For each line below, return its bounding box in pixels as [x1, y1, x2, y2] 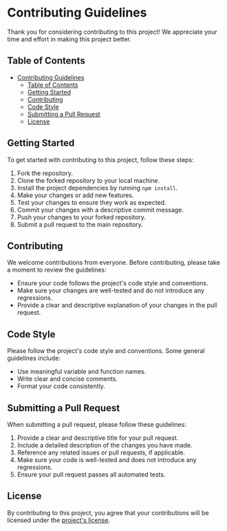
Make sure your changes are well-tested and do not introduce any [17, 286, 205, 294]
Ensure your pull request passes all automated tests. [17, 470, 166, 479]
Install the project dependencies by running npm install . [17, 183, 178, 192]
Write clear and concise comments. [17, 374, 118, 383]
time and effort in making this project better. [7, 34, 132, 43]
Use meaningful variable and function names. [17, 368, 147, 376]
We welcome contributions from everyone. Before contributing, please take [7, 259, 220, 267]
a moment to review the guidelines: [7, 265, 107, 274]
